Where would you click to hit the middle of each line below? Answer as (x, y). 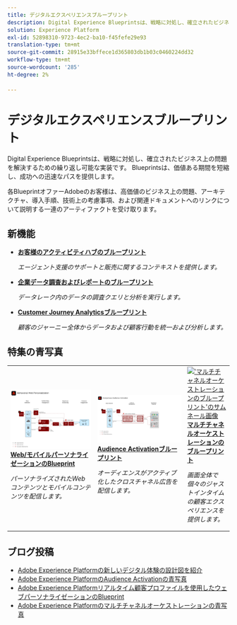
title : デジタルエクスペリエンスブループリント (68, 15)
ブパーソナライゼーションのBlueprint (71, 597)
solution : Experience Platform (53, 30)
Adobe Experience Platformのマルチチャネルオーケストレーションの (116, 606)
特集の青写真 (35, 351)
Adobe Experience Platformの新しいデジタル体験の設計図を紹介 (110, 570)
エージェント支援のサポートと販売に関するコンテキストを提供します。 (119, 267)
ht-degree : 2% (28, 74)
